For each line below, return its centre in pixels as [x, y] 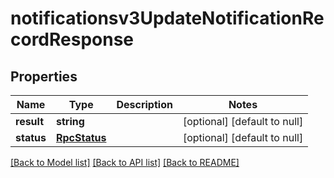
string [70, 121]
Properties [44, 76]
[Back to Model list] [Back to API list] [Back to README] [125, 162]
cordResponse [72, 39]
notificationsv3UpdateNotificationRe [167, 18]
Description [144, 104]
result [30, 121]
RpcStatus [81, 137]
